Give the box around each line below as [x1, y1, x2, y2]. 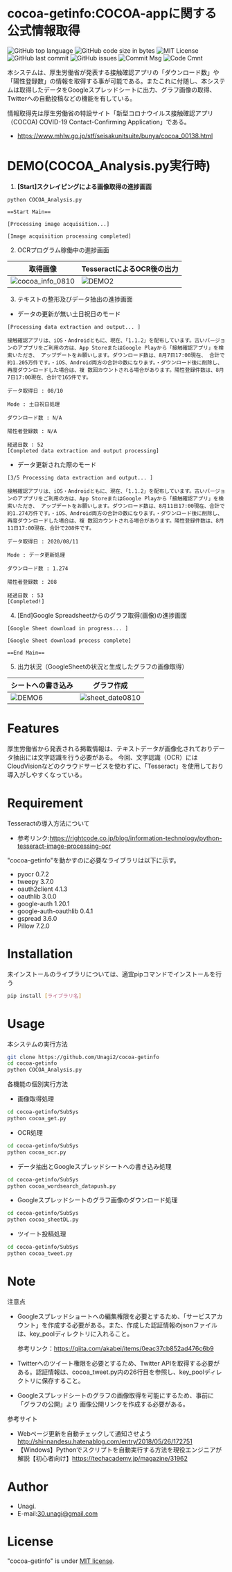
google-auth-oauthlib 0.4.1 [17, 907, 93, 915]
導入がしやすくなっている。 [7, 770, 87, 778]
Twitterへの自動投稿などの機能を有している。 [7, 94, 136, 102]
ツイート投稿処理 [17, 1230, 66, 1238]
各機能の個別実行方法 [7, 1080, 68, 1088]
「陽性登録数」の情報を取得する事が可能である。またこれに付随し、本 [7, 76, 208, 85]
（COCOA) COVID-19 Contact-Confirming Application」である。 [7, 117, 190, 126]
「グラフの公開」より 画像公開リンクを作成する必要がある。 [17, 1400, 189, 1408]
